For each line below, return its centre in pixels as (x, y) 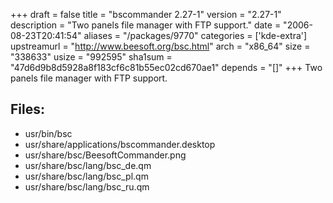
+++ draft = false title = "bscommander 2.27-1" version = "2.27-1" (146, 14)
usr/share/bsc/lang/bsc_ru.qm (87, 186)
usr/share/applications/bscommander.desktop (120, 144)
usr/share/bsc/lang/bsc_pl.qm (86, 176)
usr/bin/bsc (48, 133)
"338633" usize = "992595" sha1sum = (91, 57)
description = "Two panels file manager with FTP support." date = (146, 25)
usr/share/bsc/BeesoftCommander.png (105, 155)
